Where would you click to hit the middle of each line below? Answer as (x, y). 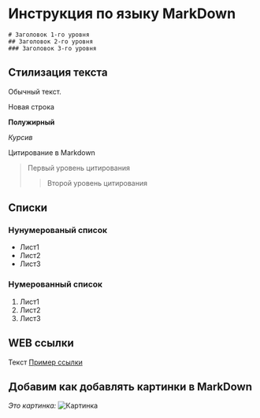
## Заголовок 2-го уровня (50, 41)
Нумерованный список (56, 284)
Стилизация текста (58, 73)
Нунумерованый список (58, 231)
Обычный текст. (35, 91)
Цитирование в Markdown (52, 152)
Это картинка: (32, 405)
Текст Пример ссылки (45, 362)
